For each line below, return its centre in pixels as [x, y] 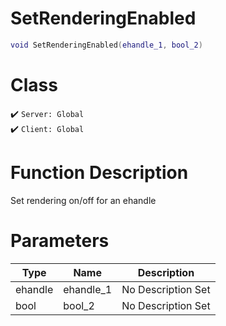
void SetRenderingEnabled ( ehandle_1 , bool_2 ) [106, 45]
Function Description [99, 172]
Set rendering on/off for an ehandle [83, 200]
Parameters [60, 240]
